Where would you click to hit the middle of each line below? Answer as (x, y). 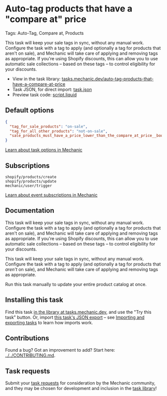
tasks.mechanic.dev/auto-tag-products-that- (108, 79)
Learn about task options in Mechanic (44, 150)
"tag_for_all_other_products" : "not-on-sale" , (59, 131)
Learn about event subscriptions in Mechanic (51, 195)
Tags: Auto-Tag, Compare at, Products (44, 33)
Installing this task (34, 300)
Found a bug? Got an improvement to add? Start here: (60, 350)
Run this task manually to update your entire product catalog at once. (76, 284)
